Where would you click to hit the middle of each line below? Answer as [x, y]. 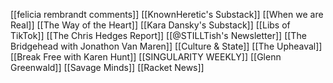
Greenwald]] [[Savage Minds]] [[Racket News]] [107, 67]
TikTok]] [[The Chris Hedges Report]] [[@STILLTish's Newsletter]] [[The [158, 35]
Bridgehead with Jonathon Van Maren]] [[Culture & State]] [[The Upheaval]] [166, 46]
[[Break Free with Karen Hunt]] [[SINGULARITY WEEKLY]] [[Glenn [146, 57]
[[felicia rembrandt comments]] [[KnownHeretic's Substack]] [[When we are [167, 14]
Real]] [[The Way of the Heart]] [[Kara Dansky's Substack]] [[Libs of [150, 25]
